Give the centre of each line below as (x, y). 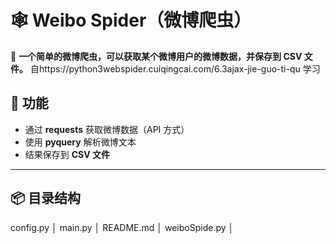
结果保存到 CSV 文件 (67, 154)
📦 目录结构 (46, 198)
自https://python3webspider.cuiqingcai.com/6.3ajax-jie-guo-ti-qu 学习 (175, 68)
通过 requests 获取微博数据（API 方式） (107, 129)
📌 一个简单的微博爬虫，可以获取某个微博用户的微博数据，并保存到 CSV (156, 56)
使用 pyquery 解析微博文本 (80, 142)
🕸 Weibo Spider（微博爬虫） (131, 20)
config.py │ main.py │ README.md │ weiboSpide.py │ (122, 227)
